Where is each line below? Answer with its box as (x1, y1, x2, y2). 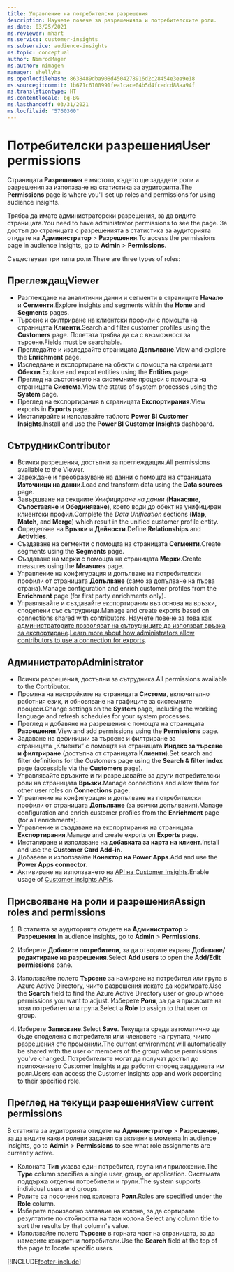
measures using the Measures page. (17, 562, 124, 570)
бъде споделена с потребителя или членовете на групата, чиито (17, 1032, 212, 1040)
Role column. (17, 1199, 56, 1208)
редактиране (17, 953, 59, 961)
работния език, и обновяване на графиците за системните (17, 697, 193, 706)
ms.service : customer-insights (7, 36, 98, 43)
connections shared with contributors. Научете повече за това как (17, 614, 212, 622)
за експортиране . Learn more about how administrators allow (17, 629, 195, 637)
